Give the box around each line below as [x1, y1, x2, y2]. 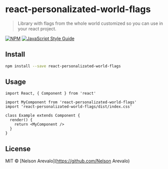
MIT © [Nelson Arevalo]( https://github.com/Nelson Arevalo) [5, 158, 130, 164]
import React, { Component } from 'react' [5, 91, 96, 96]
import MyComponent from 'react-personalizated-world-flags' [5, 100, 137, 105]
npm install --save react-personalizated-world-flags [5, 63, 121, 69]
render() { [10, 117, 33, 122]
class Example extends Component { [5, 113, 80, 118]
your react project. [17, 25, 57, 31]
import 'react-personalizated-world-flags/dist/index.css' [5, 104, 133, 109]
